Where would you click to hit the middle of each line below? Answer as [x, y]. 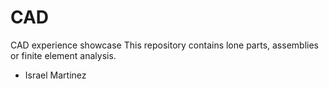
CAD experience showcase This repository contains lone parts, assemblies [164, 45]
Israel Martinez [55, 75]
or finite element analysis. [63, 55]
